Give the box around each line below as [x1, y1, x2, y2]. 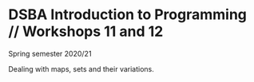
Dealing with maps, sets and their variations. [8, 64, 154, 73]
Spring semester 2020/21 [8, 49, 92, 58]
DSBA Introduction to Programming [8, 6, 248, 24]
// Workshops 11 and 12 [8, 22, 164, 41]
